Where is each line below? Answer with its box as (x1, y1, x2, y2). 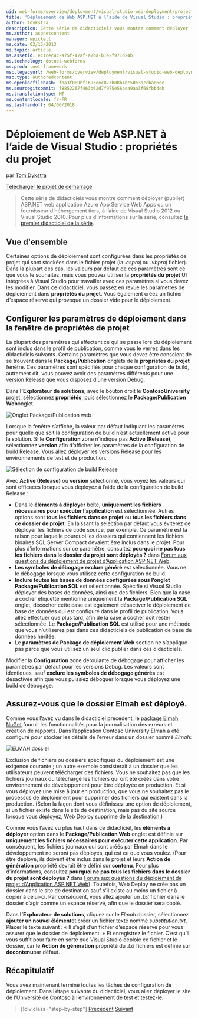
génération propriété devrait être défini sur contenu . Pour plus (6, 862, 159, 869)
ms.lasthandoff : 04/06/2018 (6, 102, 75, 108)
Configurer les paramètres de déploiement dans (6, 313, 186, 323)
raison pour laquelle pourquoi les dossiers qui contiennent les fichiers (14, 532, 184, 540)
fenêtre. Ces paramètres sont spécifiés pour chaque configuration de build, (6, 364, 190, 371)
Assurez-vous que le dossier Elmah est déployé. (6, 699, 187, 709)
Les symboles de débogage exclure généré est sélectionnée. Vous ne (14, 564, 187, 571)
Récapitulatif (6, 965, 55, 976)
